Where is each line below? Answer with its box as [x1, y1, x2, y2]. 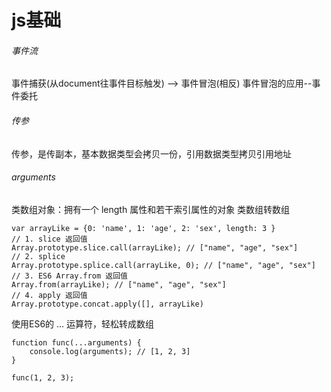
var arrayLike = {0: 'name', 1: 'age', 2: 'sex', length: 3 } [11, 223, 276, 233]
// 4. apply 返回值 [11, 290, 88, 300]
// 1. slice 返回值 [11, 234, 88, 244]
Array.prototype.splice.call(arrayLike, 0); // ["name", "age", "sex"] [11, 260, 316, 270]
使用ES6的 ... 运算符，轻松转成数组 [11, 317, 155, 330]
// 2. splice [11, 251, 66, 261]
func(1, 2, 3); [11, 372, 75, 383]
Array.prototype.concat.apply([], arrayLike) [11, 299, 204, 309]
